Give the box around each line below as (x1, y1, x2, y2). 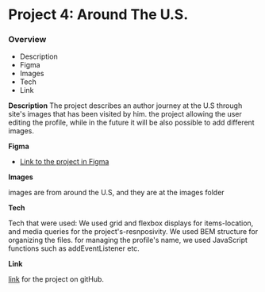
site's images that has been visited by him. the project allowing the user (8, 109, 242, 119)
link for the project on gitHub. (8, 275, 105, 284)
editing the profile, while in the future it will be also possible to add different (8, 117, 255, 128)
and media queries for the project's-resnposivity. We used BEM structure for (8, 227, 259, 236)
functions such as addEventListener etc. (8, 244, 140, 253)
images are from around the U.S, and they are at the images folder (8, 188, 225, 198)
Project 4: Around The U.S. (8, 6, 189, 24)
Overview (8, 34, 47, 45)
